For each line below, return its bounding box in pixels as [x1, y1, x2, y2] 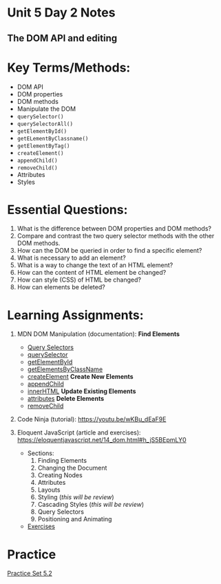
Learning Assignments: [7, 307, 144, 323]
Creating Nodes [37, 471, 83, 479]
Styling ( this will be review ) [37, 493, 115, 501]
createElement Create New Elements [27, 373, 134, 381]
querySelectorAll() [17, 121, 74, 127]
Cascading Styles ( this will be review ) [37, 501, 145, 509]
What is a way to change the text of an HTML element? [17, 261, 173, 269]
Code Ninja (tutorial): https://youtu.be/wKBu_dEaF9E [17, 415, 167, 424]
